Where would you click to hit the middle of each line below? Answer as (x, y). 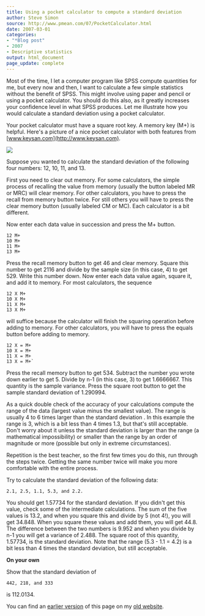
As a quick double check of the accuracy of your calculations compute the (100, 404)
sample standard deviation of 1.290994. (57, 392)
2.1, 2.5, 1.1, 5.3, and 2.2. (45, 491)
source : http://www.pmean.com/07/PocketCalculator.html (79, 23)
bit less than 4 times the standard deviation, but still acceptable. (87, 548)
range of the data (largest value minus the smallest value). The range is (96, 410)
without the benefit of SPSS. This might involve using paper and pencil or (99, 94)
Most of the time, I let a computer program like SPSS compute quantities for (102, 81)
